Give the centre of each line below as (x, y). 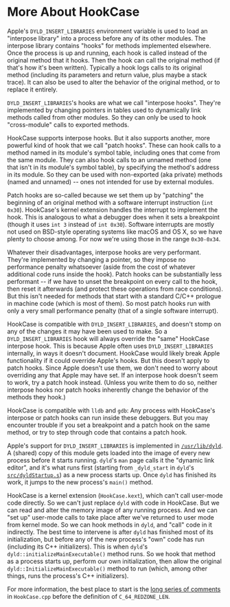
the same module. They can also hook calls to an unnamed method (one (109, 159)
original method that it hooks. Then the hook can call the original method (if (114, 60)
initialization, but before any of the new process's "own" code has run (106, 539)
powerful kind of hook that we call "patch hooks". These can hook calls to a (114, 145)
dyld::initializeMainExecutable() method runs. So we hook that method (112, 553)
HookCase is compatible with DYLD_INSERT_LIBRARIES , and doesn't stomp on (114, 324)
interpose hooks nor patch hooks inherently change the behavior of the (108, 390)
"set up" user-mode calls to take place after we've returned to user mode (111, 517)
